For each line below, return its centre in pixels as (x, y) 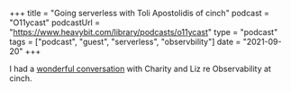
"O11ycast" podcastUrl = (55, 23)
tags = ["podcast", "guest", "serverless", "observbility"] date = (125, 41)
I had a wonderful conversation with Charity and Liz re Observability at (141, 68)
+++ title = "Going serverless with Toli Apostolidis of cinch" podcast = (140, 13)
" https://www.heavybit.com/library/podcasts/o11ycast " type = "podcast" (144, 32)
